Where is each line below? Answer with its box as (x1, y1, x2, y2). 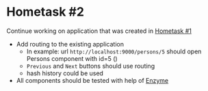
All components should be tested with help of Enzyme (16, 76, 169, 84)
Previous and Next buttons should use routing (26, 62, 155, 70)
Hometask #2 (6, 4, 85, 20)
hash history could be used (26, 69, 104, 77)
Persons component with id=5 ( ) (26, 54, 118, 62)
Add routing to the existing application (16, 40, 125, 48)
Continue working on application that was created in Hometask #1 (6, 27, 192, 35)
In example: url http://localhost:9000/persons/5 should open (26, 47, 202, 55)
